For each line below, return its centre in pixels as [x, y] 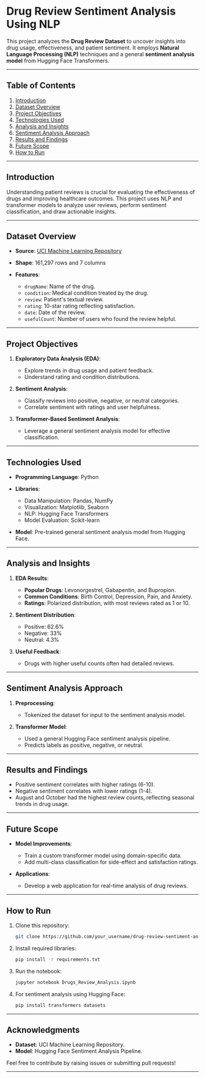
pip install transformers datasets [60, 1005]
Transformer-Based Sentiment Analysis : [67, 419]
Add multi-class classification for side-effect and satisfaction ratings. [111, 862]
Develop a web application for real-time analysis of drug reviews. [106, 886]
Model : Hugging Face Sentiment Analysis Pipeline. [79, 1051]
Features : [27, 275]
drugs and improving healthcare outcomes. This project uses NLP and [94, 198]
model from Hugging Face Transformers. [58, 61]
